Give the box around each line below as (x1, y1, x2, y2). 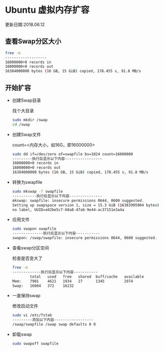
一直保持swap (12, 293, 41, 299)
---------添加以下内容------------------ (12, 317, 94, 323)
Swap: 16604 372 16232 (12, 283, 74, 288)
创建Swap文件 (12, 132, 41, 137)
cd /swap (12, 122, 30, 127)
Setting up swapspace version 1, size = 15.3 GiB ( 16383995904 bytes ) (12, 202, 160, 208)
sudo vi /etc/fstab (12, 313, 52, 318)
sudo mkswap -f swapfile (12, 189, 63, 194)
